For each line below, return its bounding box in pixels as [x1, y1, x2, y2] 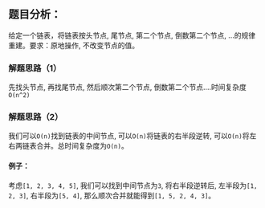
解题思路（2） [8, 112, 63, 123]
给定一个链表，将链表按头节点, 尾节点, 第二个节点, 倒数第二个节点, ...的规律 [8, 31, 255, 40]
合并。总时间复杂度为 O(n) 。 [35, 141, 128, 151]
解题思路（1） [8, 63, 62, 74]
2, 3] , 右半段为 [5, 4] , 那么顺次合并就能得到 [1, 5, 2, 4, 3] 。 [8, 190, 216, 200]
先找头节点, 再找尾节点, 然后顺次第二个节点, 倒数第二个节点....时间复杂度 [8, 83, 247, 92]
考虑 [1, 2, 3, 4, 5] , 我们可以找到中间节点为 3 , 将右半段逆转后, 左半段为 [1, [8, 180, 258, 190]
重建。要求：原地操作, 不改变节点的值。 [8, 40, 139, 50]
